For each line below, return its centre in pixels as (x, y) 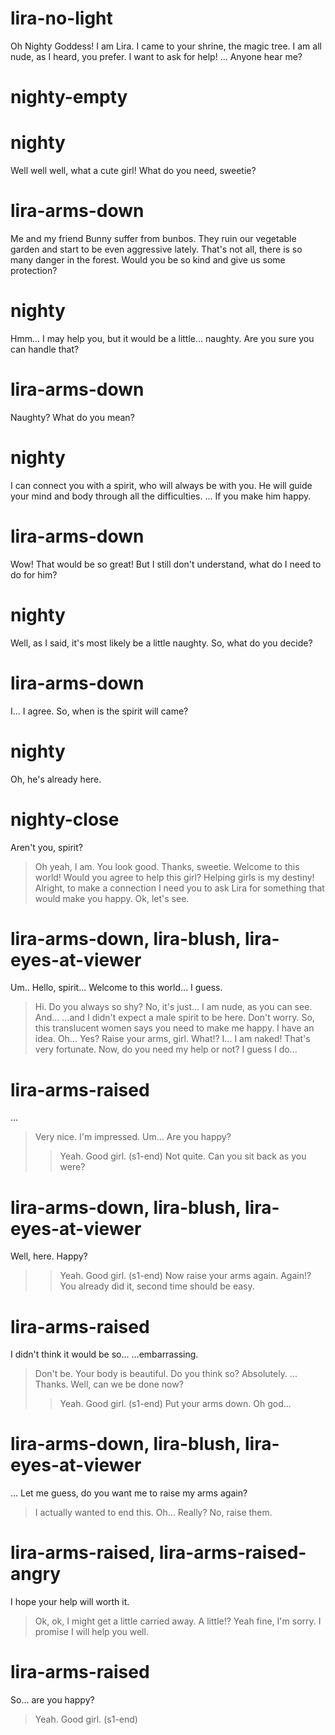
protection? (34, 270)
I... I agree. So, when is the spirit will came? (99, 711)
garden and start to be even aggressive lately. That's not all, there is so (156, 249)
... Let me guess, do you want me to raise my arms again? (129, 1493)
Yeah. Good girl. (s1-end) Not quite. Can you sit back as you (183, 1156)
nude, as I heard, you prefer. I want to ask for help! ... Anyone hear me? (156, 56)
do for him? (34, 574)
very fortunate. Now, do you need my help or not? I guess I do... (166, 1049)
